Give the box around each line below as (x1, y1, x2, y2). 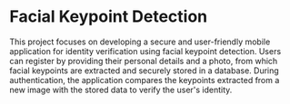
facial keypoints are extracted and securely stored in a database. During (9, 65, 279, 76)
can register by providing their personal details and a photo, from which (9, 55, 278, 66)
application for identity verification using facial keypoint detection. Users (9, 45, 282, 56)
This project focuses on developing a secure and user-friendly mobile (9, 36, 271, 47)
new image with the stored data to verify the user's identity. (9, 84, 233, 95)
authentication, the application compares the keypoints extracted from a (9, 74, 280, 85)
